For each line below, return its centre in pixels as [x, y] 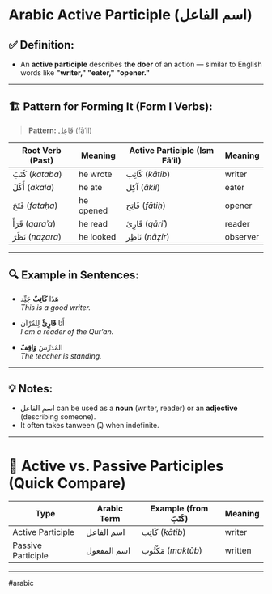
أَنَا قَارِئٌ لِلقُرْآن [42, 323]
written [238, 550]
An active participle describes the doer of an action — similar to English [141, 64]
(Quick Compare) [67, 483]
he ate [90, 187]
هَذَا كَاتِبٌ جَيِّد [39, 299]
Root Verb [42, 150]
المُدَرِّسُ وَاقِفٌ [41, 347]
